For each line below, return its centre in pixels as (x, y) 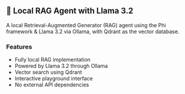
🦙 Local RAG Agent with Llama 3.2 (70, 11)
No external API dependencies (52, 85)
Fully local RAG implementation (52, 60)
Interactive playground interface (54, 79)
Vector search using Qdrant (48, 72)
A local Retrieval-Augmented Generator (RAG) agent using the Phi (86, 25)
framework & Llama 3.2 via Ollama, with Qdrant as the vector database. (93, 31)
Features (19, 47)
